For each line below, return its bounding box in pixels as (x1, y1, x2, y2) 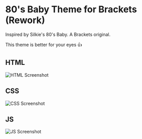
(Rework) (5, 14, 45, 26)
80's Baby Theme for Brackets (5, 4, 137, 15)
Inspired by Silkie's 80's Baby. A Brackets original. (5, 31, 111, 37)
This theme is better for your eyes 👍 (5, 41, 83, 48)
